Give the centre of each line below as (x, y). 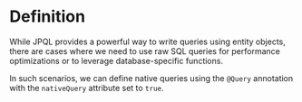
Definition (48, 17)
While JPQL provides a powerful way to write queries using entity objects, (147, 42)
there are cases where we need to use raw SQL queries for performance (145, 51)
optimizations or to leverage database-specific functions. (117, 60)
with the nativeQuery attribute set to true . (87, 88)
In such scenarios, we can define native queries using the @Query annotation (151, 78)
